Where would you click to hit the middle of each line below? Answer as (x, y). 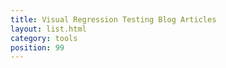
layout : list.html (48, 29)
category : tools (44, 38)
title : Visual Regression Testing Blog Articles (113, 19)
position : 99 (37, 47)
